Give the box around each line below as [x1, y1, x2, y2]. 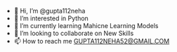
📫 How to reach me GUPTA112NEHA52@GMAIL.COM [13, 37, 170, 45]
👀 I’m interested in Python [13, 14, 89, 22]
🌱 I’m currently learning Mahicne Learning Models [13, 22, 159, 30]
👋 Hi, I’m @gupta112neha [13, 7, 86, 15]
